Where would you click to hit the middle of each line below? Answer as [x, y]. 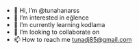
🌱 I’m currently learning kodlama [59, 25]
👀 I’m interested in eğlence [51, 18]
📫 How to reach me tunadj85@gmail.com [73, 40]
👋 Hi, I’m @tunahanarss [47, 10]
